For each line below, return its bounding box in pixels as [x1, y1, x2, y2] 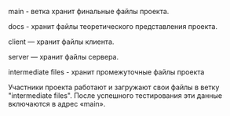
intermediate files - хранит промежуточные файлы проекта [8, 67, 205, 77]
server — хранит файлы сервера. [8, 53, 119, 61]
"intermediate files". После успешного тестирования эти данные [8, 91, 222, 100]
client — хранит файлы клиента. [8, 37, 115, 46]
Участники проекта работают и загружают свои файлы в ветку [8, 82, 220, 92]
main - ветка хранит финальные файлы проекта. [8, 7, 170, 16]
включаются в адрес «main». [8, 100, 106, 108]
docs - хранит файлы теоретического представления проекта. [8, 22, 218, 31]
